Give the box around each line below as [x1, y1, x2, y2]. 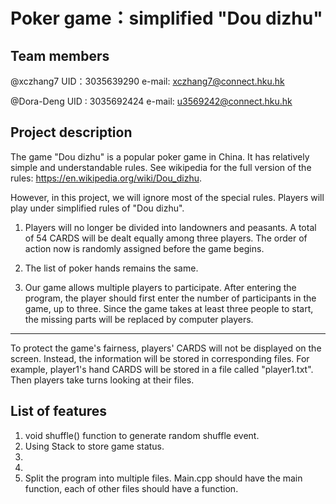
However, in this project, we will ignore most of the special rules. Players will [10, 191, 325, 203]
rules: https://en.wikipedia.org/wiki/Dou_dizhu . [10, 172, 202, 184]
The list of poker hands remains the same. [24, 262, 199, 274]
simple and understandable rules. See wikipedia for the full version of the [10, 161, 312, 173]
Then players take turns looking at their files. [10, 374, 195, 386]
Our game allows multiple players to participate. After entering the [24, 281, 297, 293]
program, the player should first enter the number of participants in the [24, 292, 317, 304]
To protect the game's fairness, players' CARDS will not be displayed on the [10, 342, 322, 354]
